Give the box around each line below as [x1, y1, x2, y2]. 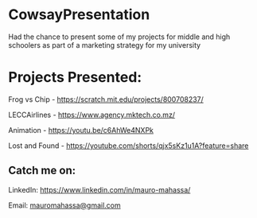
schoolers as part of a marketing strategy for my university [8, 40, 201, 49]
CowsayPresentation [8, 6, 150, 24]
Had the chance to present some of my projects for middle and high [8, 32, 231, 41]
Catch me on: [8, 164, 76, 177]
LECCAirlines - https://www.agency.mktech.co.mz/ [8, 110, 176, 119]
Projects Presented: [8, 68, 142, 87]
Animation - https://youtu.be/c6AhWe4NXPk [8, 125, 154, 134]
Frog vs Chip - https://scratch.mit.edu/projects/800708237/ [8, 94, 204, 104]
